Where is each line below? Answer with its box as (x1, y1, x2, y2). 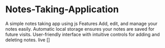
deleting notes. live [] (5, 37, 50, 43)
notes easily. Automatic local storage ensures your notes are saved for (5, 26, 155, 32)
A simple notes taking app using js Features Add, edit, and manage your (5, 20, 158, 27)
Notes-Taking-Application (5, 4, 119, 15)
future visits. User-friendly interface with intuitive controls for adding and (5, 31, 160, 37)
